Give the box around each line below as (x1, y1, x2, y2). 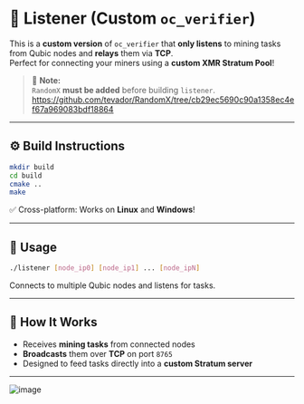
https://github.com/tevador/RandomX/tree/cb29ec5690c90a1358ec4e (31, 94, 295, 105)
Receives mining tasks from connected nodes (22, 339, 196, 350)
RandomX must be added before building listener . (31, 84, 215, 95)
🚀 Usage (9, 239, 57, 255)
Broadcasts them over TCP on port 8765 (22, 348, 174, 359)
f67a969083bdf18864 (31, 103, 115, 114)
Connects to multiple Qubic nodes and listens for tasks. (9, 280, 216, 291)
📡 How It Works (9, 314, 98, 330)
